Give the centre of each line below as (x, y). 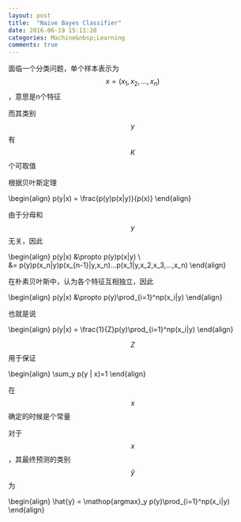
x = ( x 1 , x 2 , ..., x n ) (133, 82)
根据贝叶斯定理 (32, 182)
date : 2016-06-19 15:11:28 (53, 30)
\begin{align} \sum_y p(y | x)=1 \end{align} (77, 373)
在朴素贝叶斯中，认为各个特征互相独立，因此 (81, 281)
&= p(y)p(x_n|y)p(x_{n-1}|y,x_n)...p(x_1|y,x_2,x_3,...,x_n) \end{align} (117, 265)
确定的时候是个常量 (40, 416)
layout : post (30, 15)
